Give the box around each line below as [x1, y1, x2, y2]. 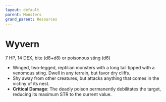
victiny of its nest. [12, 81, 50, 87]
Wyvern [5, 38, 39, 50]
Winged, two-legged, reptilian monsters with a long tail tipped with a [12, 65, 155, 71]
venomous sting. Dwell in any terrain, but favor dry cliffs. [12, 70, 130, 76]
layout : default [5, 7, 39, 13]
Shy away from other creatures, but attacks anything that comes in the [12, 75, 159, 81]
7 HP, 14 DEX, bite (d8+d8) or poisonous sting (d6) [5, 55, 111, 61]
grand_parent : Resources [5, 17, 58, 22]
